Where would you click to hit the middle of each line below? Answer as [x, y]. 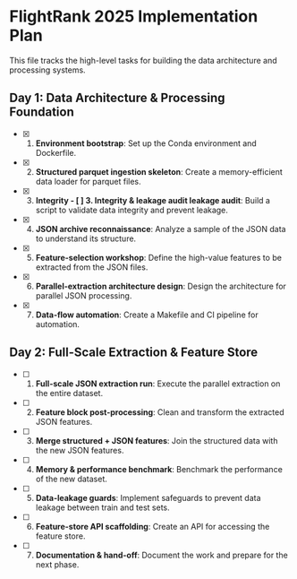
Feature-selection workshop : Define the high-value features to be [158, 257]
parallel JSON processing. [84, 295]
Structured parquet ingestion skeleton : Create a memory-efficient [159, 171]
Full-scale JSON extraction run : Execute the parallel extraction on [158, 384]
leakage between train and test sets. [102, 507]
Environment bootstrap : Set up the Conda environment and [146, 143]
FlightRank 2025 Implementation [134, 17]
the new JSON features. [80, 450]
